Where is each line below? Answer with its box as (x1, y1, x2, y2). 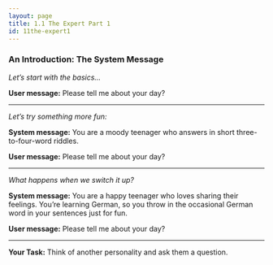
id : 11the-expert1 (8, 27, 71, 35)
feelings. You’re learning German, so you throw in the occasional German (8, 199, 253, 209)
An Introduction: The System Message (8, 54, 164, 65)
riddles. (54, 136, 79, 146)
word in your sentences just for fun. (8, 208, 128, 218)
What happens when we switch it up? (8, 175, 134, 185)
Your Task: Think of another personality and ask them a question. (8, 247, 228, 257)
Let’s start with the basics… (8, 72, 102, 82)
